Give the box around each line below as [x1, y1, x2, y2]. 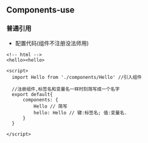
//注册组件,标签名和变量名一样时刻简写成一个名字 [12, 86, 120, 92]
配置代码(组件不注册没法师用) [15, 39, 90, 46]
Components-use [6, 5, 75, 15]
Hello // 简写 [33, 103, 68, 109]
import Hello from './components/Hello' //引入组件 [12, 74, 142, 80]
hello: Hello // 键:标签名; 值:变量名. [33, 109, 128, 116]
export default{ [12, 91, 53, 97]
